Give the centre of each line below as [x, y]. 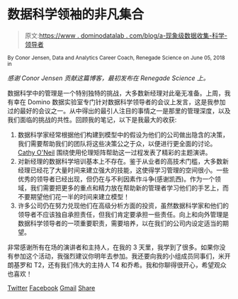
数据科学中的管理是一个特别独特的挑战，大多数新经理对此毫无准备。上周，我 [119, 93]
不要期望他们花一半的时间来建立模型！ [73, 196]
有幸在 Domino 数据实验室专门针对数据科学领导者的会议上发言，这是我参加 [117, 102]
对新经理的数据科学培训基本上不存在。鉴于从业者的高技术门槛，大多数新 [123, 161]
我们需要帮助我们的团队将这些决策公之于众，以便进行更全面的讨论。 [117, 143]
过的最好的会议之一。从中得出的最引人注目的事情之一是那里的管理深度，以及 [119, 111]
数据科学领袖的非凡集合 [76, 15]
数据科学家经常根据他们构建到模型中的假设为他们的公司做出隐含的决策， [123, 135]
